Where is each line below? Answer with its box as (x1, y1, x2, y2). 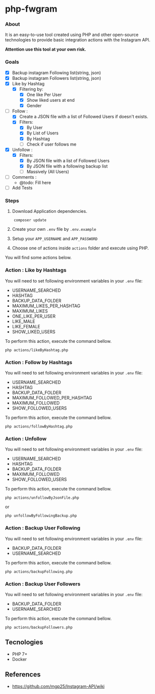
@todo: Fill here (19, 180, 51, 186)
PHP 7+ (12, 651, 28, 657)
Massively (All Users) (26, 169, 69, 174)
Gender (26, 103, 42, 109)
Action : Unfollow (5, 435, 47, 442)
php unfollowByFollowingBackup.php (5, 513, 77, 518)
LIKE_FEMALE (12, 323, 40, 329)
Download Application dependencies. (12, 208, 87, 214)
